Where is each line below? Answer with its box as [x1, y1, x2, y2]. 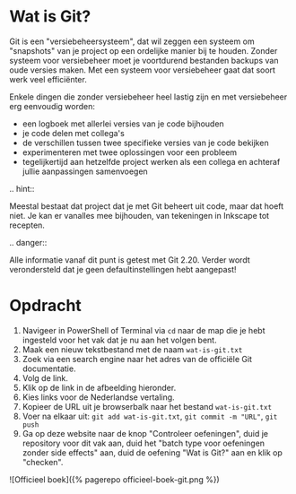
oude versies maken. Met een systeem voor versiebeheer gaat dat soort [9, 65, 276, 75]
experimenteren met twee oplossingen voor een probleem [22, 146, 238, 158]
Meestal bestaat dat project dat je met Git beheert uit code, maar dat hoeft [9, 200, 284, 212]
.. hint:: [9, 183, 35, 194]
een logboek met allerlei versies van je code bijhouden [22, 118, 224, 129]
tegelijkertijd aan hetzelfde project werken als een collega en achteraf [22, 156, 281, 167]
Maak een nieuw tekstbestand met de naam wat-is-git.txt [22, 343, 243, 355]
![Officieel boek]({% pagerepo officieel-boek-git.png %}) [9, 473, 220, 485]
